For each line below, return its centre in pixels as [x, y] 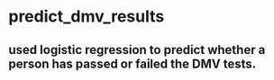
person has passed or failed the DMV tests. [132, 63]
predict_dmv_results [87, 17]
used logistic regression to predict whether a [137, 50]
